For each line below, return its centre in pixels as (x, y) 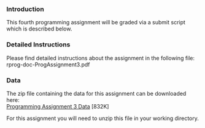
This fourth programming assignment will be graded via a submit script (96, 23)
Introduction (25, 9)
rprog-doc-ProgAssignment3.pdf (48, 64)
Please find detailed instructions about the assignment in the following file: (101, 58)
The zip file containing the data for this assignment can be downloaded (96, 93)
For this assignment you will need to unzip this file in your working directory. (103, 118)
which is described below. (39, 29)
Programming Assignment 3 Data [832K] (58, 106)
